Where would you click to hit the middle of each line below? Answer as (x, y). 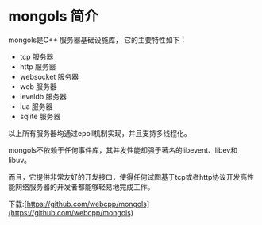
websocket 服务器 (49, 76)
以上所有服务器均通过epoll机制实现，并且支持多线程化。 (100, 133)
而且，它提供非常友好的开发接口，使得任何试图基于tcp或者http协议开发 (124, 177)
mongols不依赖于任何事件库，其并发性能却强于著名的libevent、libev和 (123, 150)
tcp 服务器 (37, 56)
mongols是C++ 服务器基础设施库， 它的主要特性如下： (98, 40)
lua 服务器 (36, 106)
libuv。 (20, 160)
